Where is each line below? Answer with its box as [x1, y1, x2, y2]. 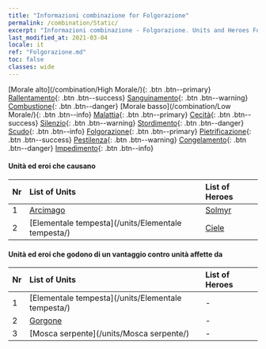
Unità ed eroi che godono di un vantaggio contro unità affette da [8, 250, 223, 259]
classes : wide [8, 63, 55, 71]
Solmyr [205, 205, 232, 216]
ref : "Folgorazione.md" [8, 48, 87, 56]
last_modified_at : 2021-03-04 [8, 33, 108, 42]
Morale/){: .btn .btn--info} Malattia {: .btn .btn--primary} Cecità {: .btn [8, 110, 231, 119]
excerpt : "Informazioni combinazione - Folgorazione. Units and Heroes [8, 26, 249, 34]
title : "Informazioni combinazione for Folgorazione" [8, 11, 190, 20]
